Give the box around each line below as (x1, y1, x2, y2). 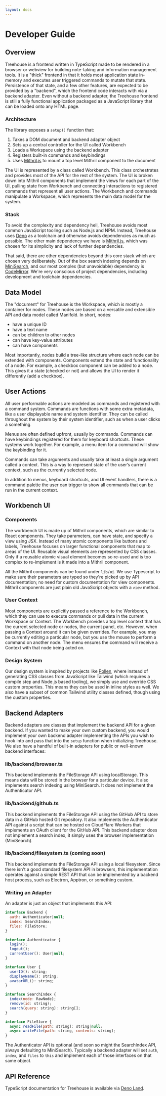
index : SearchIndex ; (9, 919, 52, 924)
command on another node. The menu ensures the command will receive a (5, 639, 158, 645)
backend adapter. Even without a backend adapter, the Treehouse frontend (5, 92, 158, 99)
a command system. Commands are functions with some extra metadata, (5, 406, 154, 411)
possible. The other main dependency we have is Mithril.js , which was (5, 238, 148, 244)
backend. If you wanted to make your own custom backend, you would (5, 727, 150, 733)
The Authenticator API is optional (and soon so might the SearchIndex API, (5, 1042, 157, 1048)
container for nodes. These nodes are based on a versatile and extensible (5, 307, 155, 313)
